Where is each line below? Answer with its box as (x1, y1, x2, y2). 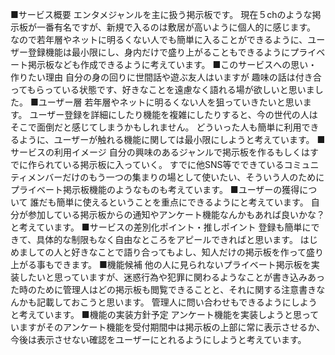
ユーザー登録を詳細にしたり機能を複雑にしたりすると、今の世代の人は (29, 109, 318, 120)
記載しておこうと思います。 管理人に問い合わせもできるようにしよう (36, 296, 318, 308)
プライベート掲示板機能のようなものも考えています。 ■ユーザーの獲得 (10, 184, 300, 195)
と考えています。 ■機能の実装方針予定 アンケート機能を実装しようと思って (10, 309, 320, 320)
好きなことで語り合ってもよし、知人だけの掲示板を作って (71, 246, 307, 258)
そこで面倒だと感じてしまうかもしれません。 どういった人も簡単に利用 (10, 121, 302, 133)
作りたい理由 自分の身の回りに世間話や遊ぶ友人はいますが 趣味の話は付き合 (10, 71, 322, 83)
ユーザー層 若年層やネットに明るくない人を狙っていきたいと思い (38, 96, 303, 108)
